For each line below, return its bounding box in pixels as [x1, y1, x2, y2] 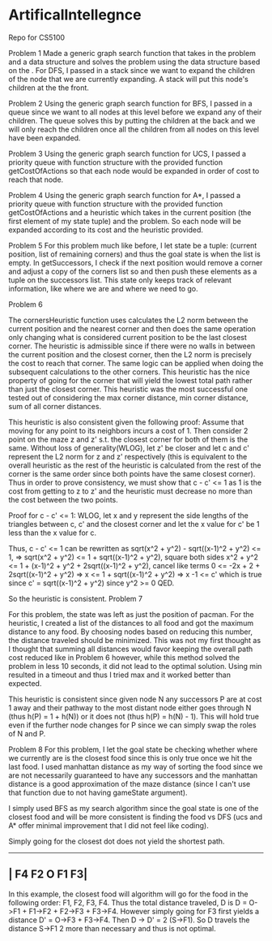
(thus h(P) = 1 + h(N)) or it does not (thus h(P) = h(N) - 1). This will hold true [8, 711, 259, 721]
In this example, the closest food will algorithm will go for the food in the [8, 889, 249, 899]
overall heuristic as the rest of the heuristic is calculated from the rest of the [8, 460, 261, 470]
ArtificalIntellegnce [8, 6, 142, 24]
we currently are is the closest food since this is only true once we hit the [8, 753, 253, 762]
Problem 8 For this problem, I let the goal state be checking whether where [8, 745, 258, 754]
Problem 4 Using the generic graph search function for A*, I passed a [8, 190, 241, 200]
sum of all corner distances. [8, 401, 102, 411]
